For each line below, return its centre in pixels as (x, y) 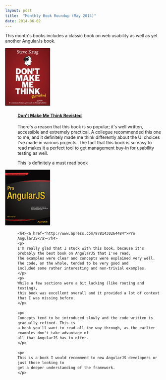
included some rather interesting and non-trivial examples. (82, 268)
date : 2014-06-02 (23, 21)
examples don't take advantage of (53, 333)
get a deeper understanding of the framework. (66, 368)
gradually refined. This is (47, 323)
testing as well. (33, 153)
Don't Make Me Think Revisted (50, 115)
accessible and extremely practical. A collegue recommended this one (89, 132)
